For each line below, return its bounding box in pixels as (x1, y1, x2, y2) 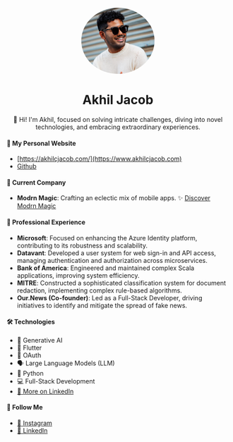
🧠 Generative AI (16, 336, 63, 344)
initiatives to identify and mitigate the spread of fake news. (16, 301, 188, 309)
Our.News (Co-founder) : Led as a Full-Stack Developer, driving (16, 293, 203, 302)
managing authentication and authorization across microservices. (16, 256, 208, 264)
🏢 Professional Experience (6, 218, 86, 226)
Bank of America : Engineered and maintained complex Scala (16, 264, 195, 272)
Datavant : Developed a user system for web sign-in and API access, (16, 248, 217, 257)
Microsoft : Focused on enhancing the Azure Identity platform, (16, 233, 198, 242)
